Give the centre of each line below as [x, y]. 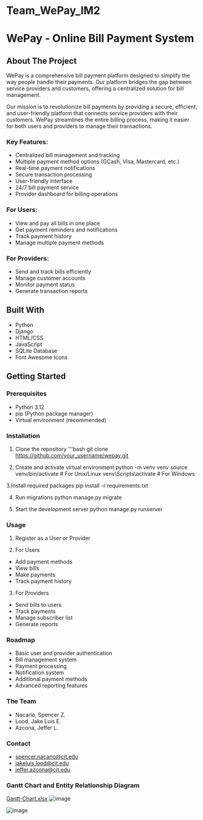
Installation [23, 436]
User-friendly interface [44, 181]
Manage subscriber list [44, 618]
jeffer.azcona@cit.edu [43, 770]
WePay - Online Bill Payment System [100, 39]
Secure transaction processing [53, 175]
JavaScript [29, 344]
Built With [25, 310]
